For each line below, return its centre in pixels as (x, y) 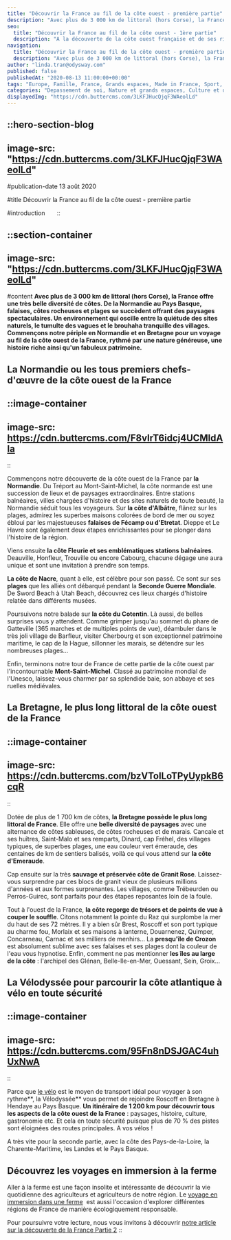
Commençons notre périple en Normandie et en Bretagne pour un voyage (114, 333)
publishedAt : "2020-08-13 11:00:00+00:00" (69, 78)
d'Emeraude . (26, 861)
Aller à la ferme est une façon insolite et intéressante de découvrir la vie (109, 1187)
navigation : (24, 46)
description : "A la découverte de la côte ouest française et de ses (115, 39)
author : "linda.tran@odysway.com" (57, 65)
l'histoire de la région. (38, 537)
